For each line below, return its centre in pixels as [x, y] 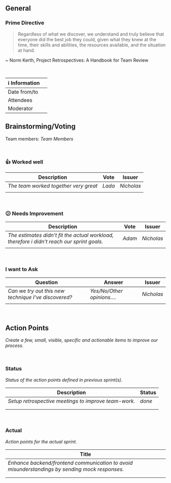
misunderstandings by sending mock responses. [66, 469]
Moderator [20, 108]
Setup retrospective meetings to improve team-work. [72, 401]
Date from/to [23, 92]
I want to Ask [22, 270]
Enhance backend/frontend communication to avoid [70, 463]
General [18, 8]
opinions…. [103, 298]
